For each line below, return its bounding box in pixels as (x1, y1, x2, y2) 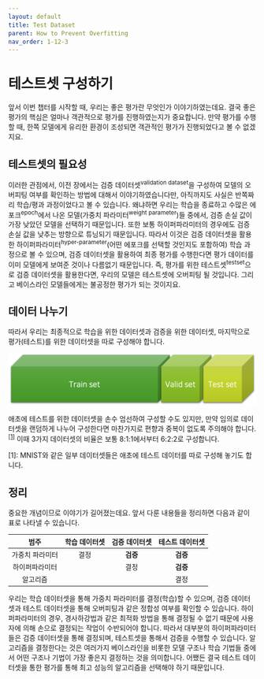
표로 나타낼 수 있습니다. (8, 518, 80, 528)
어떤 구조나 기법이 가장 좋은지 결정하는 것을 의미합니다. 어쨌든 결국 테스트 (16, 652, 242, 662)
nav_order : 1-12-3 (8, 38, 69, 46)
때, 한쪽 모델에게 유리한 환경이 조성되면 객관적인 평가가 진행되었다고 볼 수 (16, 122, 242, 132)
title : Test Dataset (8, 20, 76, 29)
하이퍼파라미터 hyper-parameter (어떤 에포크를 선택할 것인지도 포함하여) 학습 (16, 239, 243, 249)
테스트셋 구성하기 (8, 75, 113, 93)
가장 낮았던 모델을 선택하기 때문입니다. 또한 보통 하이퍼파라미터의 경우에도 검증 (8, 220, 251, 229)
